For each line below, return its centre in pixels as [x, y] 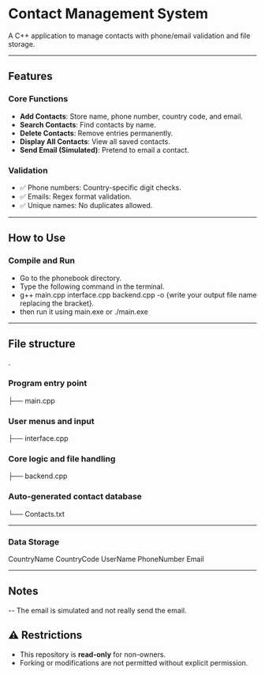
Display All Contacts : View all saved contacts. [95, 141]
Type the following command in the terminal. [92, 286]
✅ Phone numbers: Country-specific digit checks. [100, 188]
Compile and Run [41, 260]
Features [30, 76]
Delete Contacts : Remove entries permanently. [96, 133]
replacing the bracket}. [57, 303]
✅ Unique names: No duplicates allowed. [86, 205]
